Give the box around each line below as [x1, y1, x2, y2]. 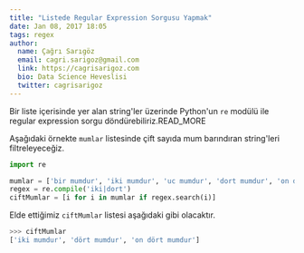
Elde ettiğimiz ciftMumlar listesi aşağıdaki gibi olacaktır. [9, 209, 215, 220]
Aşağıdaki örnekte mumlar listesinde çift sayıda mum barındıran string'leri [9, 132, 280, 143]
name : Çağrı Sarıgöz [17, 47, 95, 56]
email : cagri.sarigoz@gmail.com [17, 55, 140, 64]
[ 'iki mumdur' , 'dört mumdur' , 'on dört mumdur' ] [9, 236, 201, 245]
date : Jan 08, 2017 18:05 [9, 22, 107, 31]
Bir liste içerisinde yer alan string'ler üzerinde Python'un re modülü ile [9, 105, 270, 116]
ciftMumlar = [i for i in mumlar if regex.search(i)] [9, 193, 217, 202]
